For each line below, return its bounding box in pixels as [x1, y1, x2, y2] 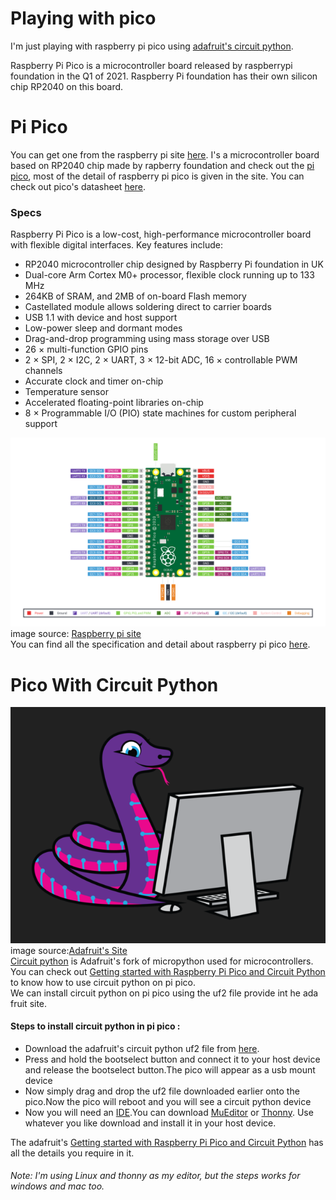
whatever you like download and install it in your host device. [24, 1117, 277, 1129]
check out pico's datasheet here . [10, 180, 147, 192]
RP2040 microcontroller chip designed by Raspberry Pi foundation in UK [24, 258, 324, 271]
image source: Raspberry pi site [10, 628, 142, 640]
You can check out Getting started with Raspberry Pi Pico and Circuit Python [10, 965, 326, 977]
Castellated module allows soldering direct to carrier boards [24, 301, 272, 313]
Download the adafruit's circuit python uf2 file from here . [24, 1042, 260, 1054]
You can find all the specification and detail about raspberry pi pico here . [10, 638, 311, 651]
